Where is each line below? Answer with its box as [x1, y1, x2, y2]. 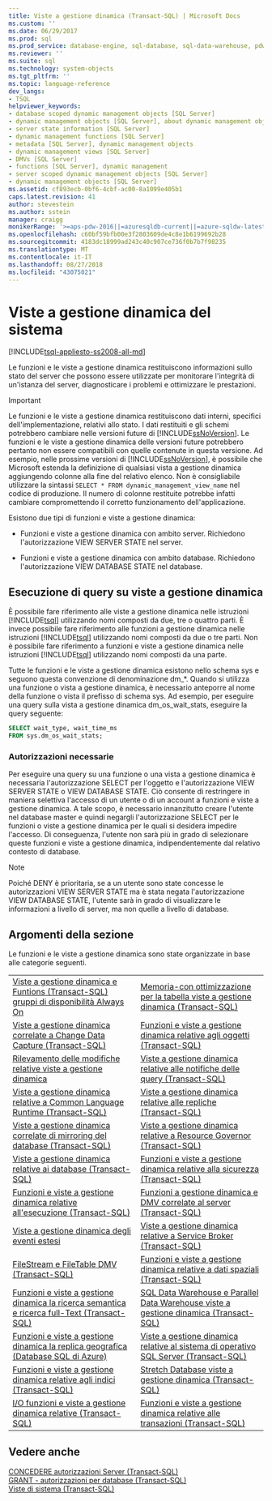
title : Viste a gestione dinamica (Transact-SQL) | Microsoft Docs [8, 11, 241, 20]
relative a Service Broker [140, 1229, 234, 1241]
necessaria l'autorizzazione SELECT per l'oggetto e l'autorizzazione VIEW [8, 778, 255, 788]
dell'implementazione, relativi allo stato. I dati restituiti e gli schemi [8, 420, 229, 430]
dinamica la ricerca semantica [12, 1297, 127, 1308]
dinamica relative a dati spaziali [140, 1264, 259, 1275]
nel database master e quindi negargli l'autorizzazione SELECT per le [8, 812, 239, 823]
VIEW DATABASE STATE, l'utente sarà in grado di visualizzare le [8, 896, 221, 905]
